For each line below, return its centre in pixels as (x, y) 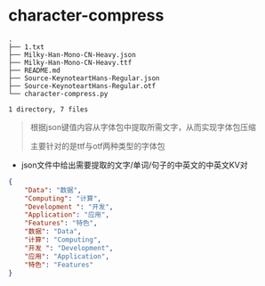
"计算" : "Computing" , (63, 240)
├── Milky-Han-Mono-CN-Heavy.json (72, 54)
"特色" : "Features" (59, 265)
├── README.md (35, 70)
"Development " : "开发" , (69, 207)
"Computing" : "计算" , (63, 198)
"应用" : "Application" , (67, 256)
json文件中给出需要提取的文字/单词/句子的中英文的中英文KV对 (134, 165)
